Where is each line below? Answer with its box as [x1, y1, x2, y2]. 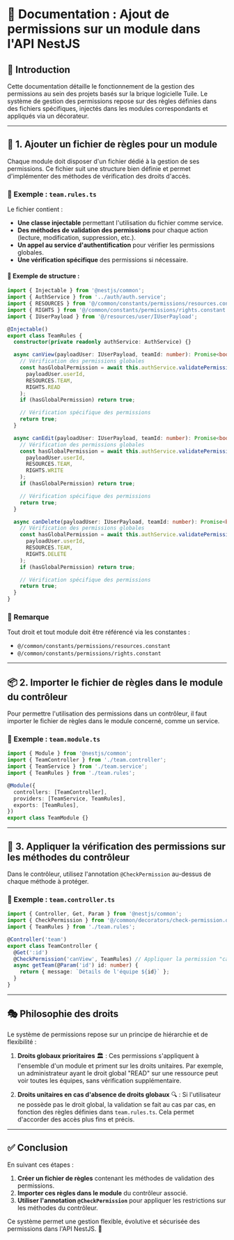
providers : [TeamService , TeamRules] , [13, 795, 127, 802]
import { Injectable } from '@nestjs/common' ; [7, 287, 145, 294]
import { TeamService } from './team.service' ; [7, 763, 148, 770]
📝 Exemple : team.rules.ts [7, 189, 97, 199]
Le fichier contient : [7, 205, 63, 213]
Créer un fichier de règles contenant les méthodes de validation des [17, 1174, 214, 1182]
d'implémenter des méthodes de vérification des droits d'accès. [7, 172, 191, 180]
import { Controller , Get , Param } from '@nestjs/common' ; [7, 910, 182, 918]
